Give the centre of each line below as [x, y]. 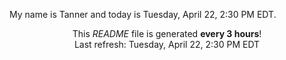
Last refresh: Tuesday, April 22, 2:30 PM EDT [167, 44]
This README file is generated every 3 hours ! [167, 33]
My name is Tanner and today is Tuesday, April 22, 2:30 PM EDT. [143, 14]
